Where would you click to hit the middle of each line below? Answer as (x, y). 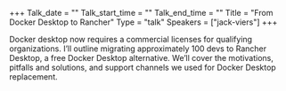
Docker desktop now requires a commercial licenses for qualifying (131, 39)
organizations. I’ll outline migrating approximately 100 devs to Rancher (138, 49)
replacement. (33, 77)
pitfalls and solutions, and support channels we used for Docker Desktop (143, 67)
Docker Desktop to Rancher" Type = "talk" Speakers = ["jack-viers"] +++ (143, 22)
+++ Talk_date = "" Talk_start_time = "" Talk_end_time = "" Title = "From (141, 13)
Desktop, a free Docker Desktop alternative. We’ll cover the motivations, (141, 58)
